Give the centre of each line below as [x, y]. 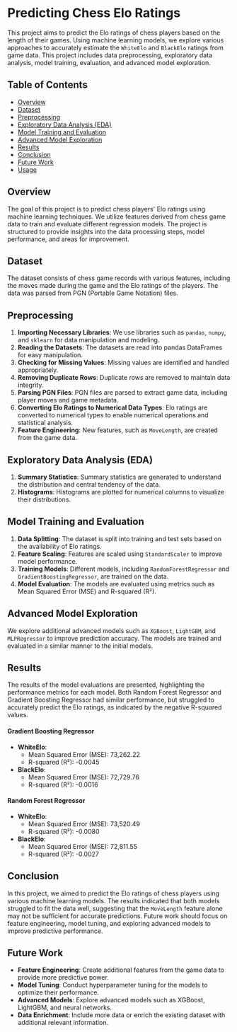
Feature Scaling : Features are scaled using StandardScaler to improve [120, 554]
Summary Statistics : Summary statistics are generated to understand [119, 477]
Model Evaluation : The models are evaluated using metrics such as [116, 584]
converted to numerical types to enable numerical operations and [113, 415]
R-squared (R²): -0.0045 [64, 762]
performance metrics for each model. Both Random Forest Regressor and [114, 692]
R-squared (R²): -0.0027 [63, 854]
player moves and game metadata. [68, 400]
